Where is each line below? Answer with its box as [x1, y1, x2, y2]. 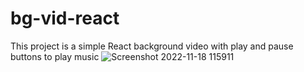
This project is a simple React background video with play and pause [10, 40, 294, 52]
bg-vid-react [10, 7, 120, 30]
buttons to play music [10, 50, 100, 62]
